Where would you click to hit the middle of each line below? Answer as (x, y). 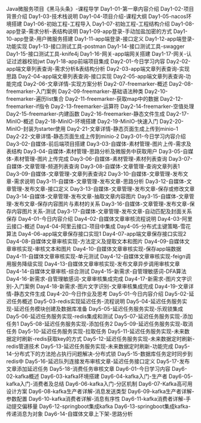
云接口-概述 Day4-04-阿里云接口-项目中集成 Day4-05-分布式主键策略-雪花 (99, 226)
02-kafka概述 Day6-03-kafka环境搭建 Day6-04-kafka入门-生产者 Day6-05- (100, 376)
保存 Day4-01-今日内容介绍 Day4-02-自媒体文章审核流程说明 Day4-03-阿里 (99, 219)
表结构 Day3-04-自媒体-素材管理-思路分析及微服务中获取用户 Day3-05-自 (97, 151)
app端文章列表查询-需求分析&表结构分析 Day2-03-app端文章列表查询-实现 (98, 69)
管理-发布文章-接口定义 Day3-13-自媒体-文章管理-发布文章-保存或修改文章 (103, 189)
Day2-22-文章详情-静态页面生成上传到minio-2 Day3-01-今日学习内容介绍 (96, 136)
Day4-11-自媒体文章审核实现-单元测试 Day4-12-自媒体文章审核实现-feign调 (98, 256)
